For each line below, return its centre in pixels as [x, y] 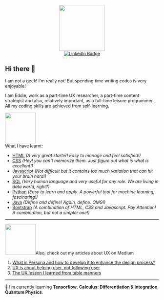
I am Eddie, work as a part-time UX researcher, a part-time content [72, 95]
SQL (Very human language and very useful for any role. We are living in [85, 181]
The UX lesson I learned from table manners [57, 273]
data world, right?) [31, 186]
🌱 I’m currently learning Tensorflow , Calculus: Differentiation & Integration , [82, 287]
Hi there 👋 [20, 69]
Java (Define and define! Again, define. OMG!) [59, 202]
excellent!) [22, 165]
